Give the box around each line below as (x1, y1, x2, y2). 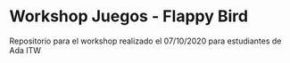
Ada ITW (9, 44, 42, 55)
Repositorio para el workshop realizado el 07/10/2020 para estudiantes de (9, 35, 282, 46)
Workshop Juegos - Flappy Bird (9, 6, 248, 27)
